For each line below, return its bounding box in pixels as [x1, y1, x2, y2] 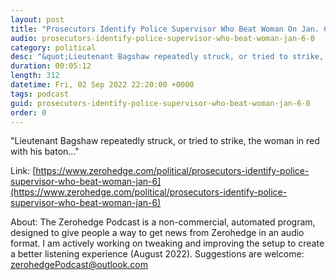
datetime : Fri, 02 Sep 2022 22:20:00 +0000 [10, 80, 195, 90]
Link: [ [10, 165, 37, 177]
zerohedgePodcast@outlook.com [10, 259, 149, 271]
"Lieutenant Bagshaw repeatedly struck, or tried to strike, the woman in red [10, 135, 320, 147]
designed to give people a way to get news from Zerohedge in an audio [10, 227, 305, 239]
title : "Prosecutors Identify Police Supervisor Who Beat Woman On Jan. [10, 24, 320, 34]
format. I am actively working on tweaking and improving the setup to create [10, 237, 325, 250]
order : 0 [10, 107, 47, 118]
